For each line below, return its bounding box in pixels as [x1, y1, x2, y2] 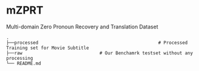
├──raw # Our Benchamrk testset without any [6, 50, 194, 56]
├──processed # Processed [6, 40, 188, 46]
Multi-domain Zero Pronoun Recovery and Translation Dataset [6, 23, 158, 30]
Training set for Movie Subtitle [6, 45, 89, 51]
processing [6, 55, 33, 61]
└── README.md [6, 60, 42, 66]
